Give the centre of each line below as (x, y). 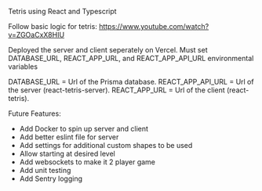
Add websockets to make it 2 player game (87, 162)
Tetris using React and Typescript (62, 11)
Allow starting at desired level (67, 153)
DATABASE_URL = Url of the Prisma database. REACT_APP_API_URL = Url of (131, 82)
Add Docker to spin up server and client (84, 129)
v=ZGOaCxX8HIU (36, 35)
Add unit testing (45, 170)
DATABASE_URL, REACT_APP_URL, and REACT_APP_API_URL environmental (131, 58)
